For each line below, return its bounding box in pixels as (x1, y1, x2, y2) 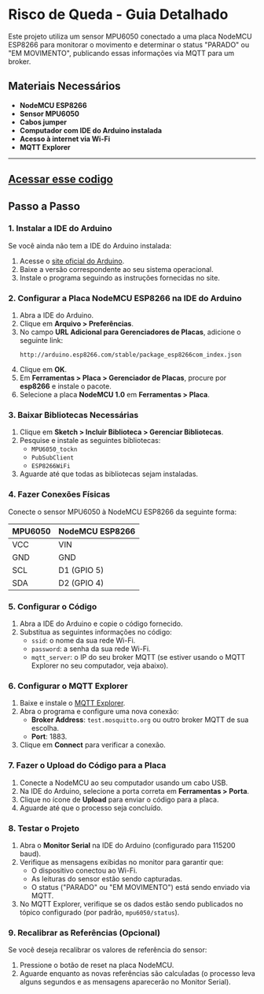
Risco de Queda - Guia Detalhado (8, 6, 229, 24)
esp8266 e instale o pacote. (19, 382, 112, 391)
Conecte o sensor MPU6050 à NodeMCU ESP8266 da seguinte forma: (8, 507, 237, 516)
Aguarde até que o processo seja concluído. (19, 802, 163, 813)
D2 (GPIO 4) (58, 577, 104, 588)
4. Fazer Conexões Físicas (8, 489, 111, 500)
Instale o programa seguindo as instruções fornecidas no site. (19, 273, 220, 282)
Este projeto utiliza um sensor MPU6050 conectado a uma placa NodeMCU (8, 32, 253, 41)
